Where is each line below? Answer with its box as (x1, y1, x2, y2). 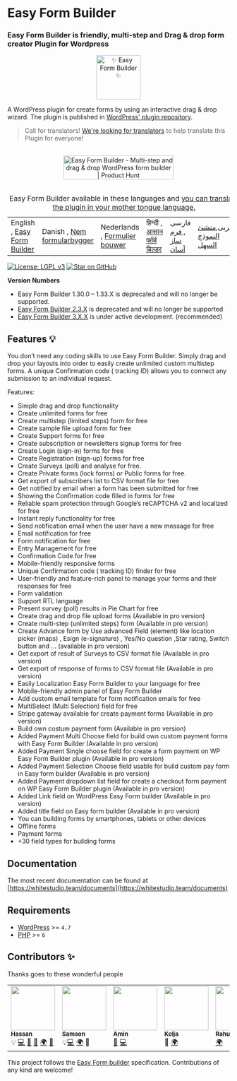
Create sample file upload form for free (17, 424, 132, 432)
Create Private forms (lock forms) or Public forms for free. (17, 469, 187, 478)
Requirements (7, 904, 71, 916)
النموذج (197, 231, 220, 241)
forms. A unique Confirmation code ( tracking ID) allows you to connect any (7, 367, 227, 375)
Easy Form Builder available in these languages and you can (9, 194, 208, 203)
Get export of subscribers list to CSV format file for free (17, 477, 180, 485)
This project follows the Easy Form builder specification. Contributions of (7, 1058, 220, 1066)
